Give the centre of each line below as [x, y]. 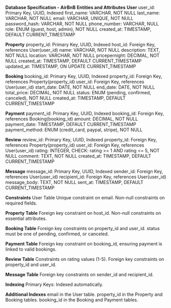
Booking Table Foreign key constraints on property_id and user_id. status [83, 228]
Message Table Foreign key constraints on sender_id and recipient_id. [80, 274]
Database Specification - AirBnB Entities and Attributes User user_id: [80, 7]
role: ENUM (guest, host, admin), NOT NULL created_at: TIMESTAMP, [78, 29]
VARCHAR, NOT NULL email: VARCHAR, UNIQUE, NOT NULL [69, 18]
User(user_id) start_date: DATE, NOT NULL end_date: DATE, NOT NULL [80, 87]
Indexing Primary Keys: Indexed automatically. [54, 284]
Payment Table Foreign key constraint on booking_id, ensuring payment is [84, 244]
